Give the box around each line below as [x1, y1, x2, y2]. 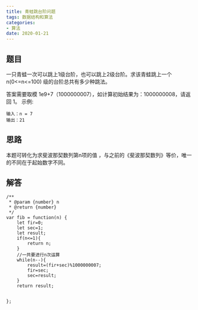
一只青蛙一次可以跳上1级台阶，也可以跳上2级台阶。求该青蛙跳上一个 [6, 70, 173, 77]
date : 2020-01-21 [6, 31, 49, 37]
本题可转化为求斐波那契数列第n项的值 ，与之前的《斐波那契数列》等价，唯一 [6, 151, 192, 158]
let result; [17, 230, 46, 236]
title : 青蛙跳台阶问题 [6, 8, 56, 15]
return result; [17, 283, 54, 289]
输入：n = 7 [6, 110, 33, 117]
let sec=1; [17, 225, 44, 231]
